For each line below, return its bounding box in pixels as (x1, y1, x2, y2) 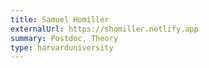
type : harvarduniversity (10, 42, 114, 53)
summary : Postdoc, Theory (10, 33, 118, 43)
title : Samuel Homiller (10, 14, 110, 25)
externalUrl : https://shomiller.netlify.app (10, 24, 199, 34)
